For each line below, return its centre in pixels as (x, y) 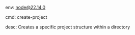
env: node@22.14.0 (25, 7)
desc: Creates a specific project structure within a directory (68, 27)
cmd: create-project (26, 17)
